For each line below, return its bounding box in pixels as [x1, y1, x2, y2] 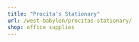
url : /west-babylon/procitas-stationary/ [7, 17, 133, 24]
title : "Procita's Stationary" [7, 10, 101, 18]
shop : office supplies [7, 23, 75, 31]
